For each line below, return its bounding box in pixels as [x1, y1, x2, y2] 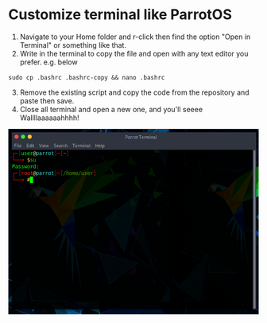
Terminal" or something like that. [19, 40, 127, 49]
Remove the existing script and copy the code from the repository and [19, 88, 250, 97]
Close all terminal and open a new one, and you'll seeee [19, 104, 203, 114]
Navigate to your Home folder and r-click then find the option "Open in [19, 32, 251, 41]
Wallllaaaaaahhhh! [19, 113, 79, 123]
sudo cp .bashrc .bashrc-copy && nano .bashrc [8, 73, 165, 81]
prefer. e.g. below [19, 57, 78, 67]
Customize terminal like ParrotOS [8, 6, 233, 24]
